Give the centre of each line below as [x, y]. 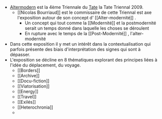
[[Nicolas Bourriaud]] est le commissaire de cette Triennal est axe [84, 12]
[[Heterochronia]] [35, 107]
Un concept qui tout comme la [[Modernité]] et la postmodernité [90, 23]
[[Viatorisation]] [33, 86]
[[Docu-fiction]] [33, 81]
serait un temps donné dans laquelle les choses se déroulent [87, 28]
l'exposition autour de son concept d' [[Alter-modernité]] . [77, 18]
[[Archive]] [28, 76]
